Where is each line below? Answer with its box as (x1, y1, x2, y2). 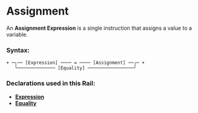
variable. (6, 30, 28, 38)
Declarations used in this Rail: (6, 79, 96, 87)
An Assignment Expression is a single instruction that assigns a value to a (6, 24, 193, 32)
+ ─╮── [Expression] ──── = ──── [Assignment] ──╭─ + (6, 60, 145, 66)
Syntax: (6, 46, 30, 54)
